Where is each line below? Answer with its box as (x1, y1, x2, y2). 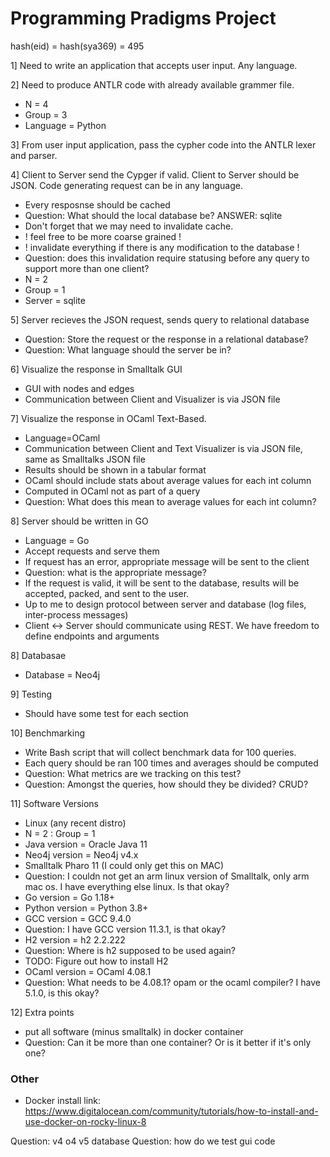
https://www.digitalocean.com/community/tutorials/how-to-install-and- (24, 1105, 319, 1117)
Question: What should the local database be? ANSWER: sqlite (24, 209, 283, 221)
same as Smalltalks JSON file (24, 453, 146, 465)
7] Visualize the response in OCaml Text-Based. (10, 412, 207, 424)
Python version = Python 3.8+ (24, 902, 149, 914)
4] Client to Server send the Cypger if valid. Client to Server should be (10, 168, 300, 181)
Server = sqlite (24, 294, 86, 306)
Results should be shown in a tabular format (24, 463, 207, 476)
